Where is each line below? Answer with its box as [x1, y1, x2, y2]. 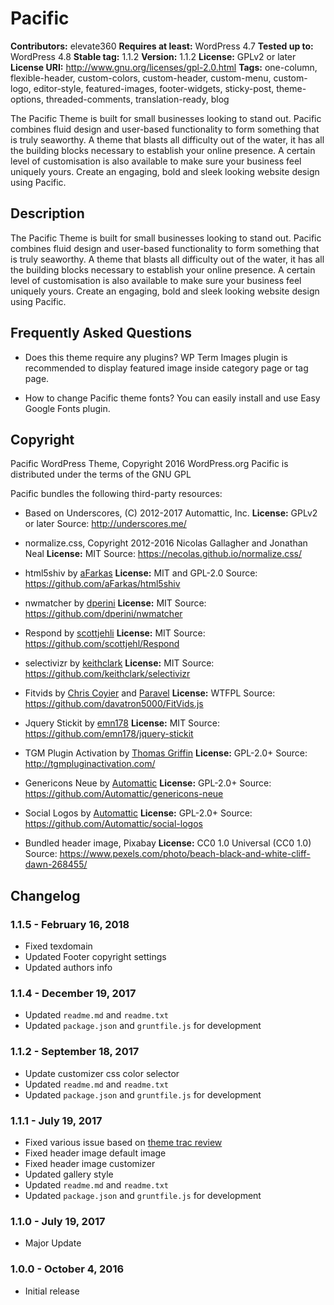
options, [10, 93, 45, 105]
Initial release [24, 1285, 80, 1297]
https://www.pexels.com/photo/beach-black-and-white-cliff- [59, 848, 311, 860]
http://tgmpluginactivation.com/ [24, 758, 156, 770]
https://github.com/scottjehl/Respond [24, 638, 180, 650]
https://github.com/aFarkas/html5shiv [24, 578, 181, 590]
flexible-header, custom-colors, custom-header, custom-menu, [10, 72, 272, 84]
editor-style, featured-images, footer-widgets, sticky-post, [33, 82, 275, 94]
